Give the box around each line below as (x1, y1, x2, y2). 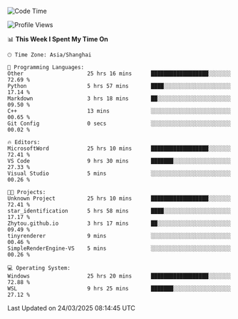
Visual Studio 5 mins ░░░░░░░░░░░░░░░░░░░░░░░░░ (7, 170, 232, 177)
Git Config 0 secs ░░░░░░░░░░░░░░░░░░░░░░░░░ (7, 120, 232, 127)
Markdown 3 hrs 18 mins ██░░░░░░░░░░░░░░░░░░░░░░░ (7, 95, 232, 102)
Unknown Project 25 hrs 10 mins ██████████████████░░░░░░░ (7, 195, 232, 202)
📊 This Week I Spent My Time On (7, 35, 108, 43)
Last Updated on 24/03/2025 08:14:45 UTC (7, 304, 135, 312)
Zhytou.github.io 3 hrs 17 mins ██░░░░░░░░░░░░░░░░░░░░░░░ (7, 220, 232, 227)
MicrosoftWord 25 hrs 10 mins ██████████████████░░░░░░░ (7, 145, 232, 152)
